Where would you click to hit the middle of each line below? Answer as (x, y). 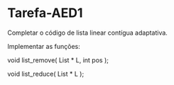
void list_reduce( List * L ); (46, 74)
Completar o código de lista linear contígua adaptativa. (88, 33)
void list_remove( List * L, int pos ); (58, 60)
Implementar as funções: (44, 46)
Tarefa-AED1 (45, 13)
